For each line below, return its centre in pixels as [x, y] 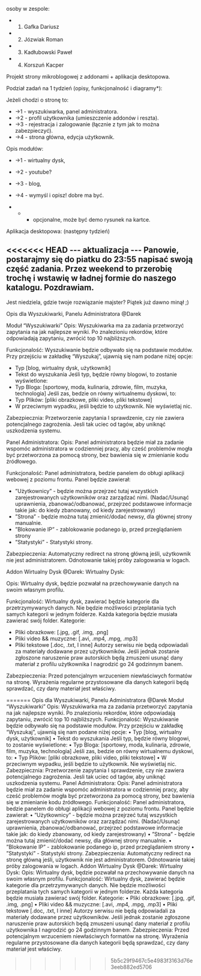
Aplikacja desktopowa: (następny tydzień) [58, 231]
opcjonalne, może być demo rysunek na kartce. [92, 220]
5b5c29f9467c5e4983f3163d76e [152, 960]
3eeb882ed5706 [131, 967]
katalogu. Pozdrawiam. [50, 288]
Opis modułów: [25, 149]
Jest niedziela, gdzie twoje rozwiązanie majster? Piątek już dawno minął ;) [97, 302]
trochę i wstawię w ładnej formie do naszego [91, 278]
